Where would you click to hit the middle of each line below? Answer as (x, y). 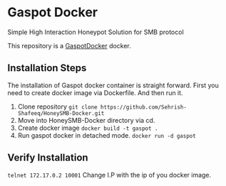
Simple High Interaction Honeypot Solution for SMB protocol (96, 32)
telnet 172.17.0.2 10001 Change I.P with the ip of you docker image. (109, 175)
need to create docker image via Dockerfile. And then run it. (95, 92)
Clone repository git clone (57, 106)
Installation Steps (47, 68)
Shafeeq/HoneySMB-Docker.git (61, 113)
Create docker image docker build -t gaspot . (88, 128)
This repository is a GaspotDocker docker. (70, 45)
